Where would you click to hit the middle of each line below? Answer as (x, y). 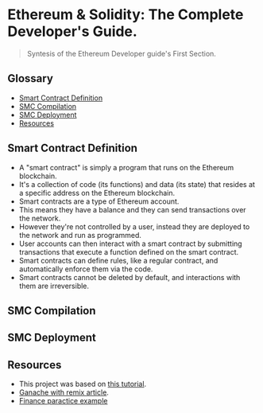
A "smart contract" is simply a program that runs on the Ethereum (126, 167)
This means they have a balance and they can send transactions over (133, 209)
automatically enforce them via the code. (86, 269)
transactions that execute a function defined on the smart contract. (129, 251)
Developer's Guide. (73, 31)
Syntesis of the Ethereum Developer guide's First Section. (121, 53)
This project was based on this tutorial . (83, 384)
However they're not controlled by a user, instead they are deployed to (134, 226)
